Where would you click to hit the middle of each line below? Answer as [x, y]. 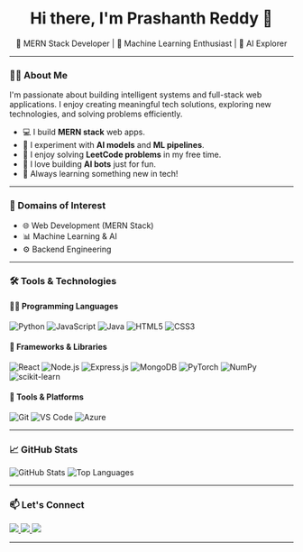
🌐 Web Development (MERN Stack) [88, 225]
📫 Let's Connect [47, 505]
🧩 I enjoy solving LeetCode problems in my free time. [122, 155]
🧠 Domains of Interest [58, 206]
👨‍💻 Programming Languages [64, 307]
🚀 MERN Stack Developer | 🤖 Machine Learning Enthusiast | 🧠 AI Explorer [151, 43]
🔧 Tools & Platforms [46, 397]
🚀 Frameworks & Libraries [59, 347]
